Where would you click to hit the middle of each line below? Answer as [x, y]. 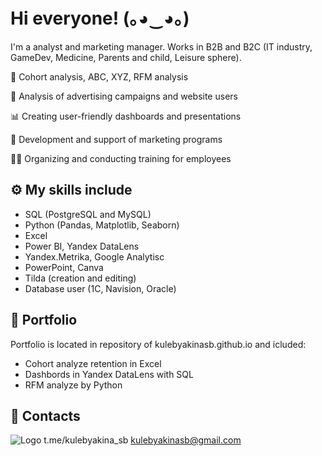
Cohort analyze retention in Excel [93, 363]
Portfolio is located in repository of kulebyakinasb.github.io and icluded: [158, 344]
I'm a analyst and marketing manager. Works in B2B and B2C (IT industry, [161, 46]
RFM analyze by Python [73, 385]
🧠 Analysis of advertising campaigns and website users [124, 96]
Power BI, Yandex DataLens [82, 246]
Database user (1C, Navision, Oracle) [100, 288]
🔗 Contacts [45, 415]
